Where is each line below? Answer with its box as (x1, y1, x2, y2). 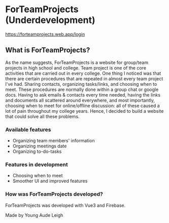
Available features (5, 126, 51, 133)
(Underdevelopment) (5, 14, 95, 26)
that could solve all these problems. (5, 113, 80, 119)
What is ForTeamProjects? (5, 46, 90, 54)
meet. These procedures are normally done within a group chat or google (5, 86, 159, 92)
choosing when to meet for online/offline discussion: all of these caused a (5, 103, 160, 109)
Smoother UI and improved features (12, 178, 88, 184)
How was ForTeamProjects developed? (5, 190, 103, 198)
